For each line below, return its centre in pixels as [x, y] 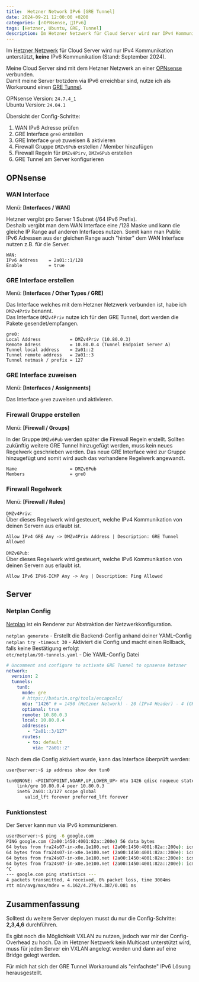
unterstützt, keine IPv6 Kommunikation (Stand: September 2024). [86, 57]
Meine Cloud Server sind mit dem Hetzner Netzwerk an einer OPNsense [94, 68]
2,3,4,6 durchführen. [32, 925]
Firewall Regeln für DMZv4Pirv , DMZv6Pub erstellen [73, 153]
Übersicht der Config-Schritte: [43, 117]
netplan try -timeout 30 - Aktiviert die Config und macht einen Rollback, [96, 642]
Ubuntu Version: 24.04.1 [36, 105]
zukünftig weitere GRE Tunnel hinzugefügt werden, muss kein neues [89, 445]
